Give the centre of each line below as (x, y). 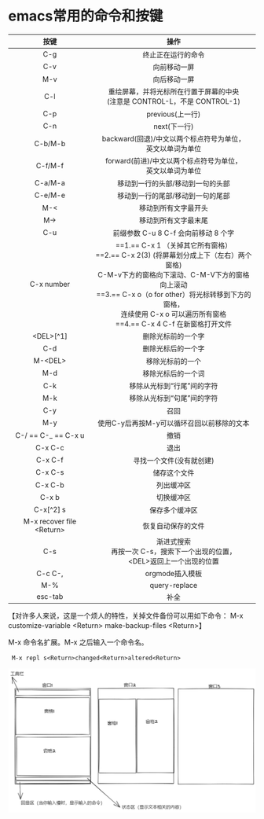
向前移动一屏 (174, 67)
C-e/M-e (49, 195)
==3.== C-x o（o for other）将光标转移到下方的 (174, 294)
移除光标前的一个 (174, 361)
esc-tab (50, 597)
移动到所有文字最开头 (173, 208)
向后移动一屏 (174, 79)
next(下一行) (173, 126)
